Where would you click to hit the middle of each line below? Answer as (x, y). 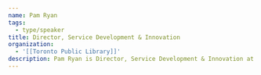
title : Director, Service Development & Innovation (94, 37)
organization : (31, 45)
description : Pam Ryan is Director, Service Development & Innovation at (131, 59)
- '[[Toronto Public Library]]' (68, 52)
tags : (17, 23)
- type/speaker (40, 30)
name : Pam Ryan (33, 15)
